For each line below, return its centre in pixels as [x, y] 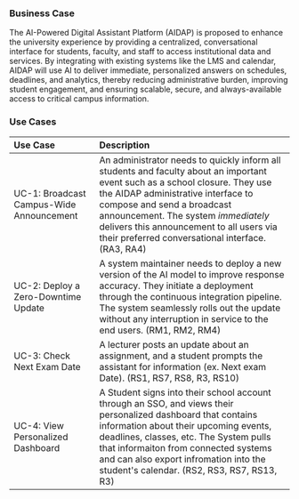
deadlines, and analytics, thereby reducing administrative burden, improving [149, 80]
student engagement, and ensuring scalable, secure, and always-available [145, 89]
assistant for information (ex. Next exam [183, 366]
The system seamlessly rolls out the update [190, 308]
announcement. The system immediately [184, 215]
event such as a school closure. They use [186, 182]
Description [125, 145]
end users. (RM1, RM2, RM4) [160, 330]
